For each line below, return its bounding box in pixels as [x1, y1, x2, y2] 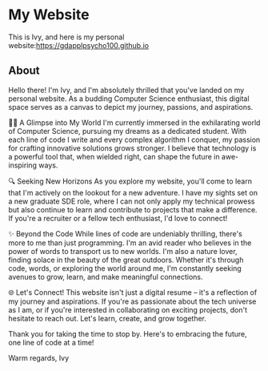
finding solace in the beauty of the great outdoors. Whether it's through [8, 255, 244, 264]
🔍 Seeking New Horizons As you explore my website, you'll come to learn [8, 176, 252, 186]
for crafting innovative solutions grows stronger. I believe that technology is [8, 143, 257, 153]
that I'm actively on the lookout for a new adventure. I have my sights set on [8, 188, 258, 197]
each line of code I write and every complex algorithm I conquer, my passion [8, 135, 261, 144]
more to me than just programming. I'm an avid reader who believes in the [8, 238, 252, 248]
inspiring [8, 160, 38, 170]
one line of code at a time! [8, 337, 94, 347]
